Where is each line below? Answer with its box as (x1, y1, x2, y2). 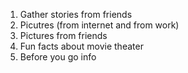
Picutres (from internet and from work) (19, 19, 180, 31)
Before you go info (19, 51, 97, 63)
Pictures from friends (19, 30, 108, 41)
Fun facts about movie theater (19, 40, 144, 52)
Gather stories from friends (19, 9, 133, 20)
